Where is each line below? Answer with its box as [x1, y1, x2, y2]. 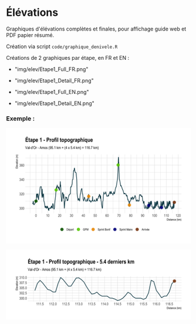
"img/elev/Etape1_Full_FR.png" [14, 65, 89, 73]
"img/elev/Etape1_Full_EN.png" [14, 88, 89, 95]
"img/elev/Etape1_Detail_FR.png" [14, 77, 94, 84]
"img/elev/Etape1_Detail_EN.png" [14, 100, 95, 107]
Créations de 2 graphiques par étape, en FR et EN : [6, 54, 130, 61]
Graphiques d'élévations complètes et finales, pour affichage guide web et [6, 25, 187, 32]
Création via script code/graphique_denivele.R [6, 43, 118, 50]
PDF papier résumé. [6, 31, 55, 38]
